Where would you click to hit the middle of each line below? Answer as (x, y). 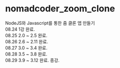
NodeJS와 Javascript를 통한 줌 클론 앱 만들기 (50, 23)
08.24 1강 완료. (20, 29)
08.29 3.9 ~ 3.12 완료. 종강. (32, 60)
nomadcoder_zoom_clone (60, 9)
